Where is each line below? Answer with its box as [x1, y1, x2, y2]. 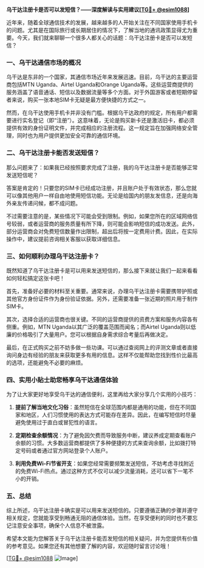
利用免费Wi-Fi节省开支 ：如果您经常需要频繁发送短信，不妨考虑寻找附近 [15, 460, 194, 468]
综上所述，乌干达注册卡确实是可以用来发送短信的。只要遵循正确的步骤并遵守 [6, 507, 198, 514]
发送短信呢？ [6, 171, 38, 178]
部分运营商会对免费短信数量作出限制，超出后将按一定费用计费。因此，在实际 [6, 228, 198, 235]
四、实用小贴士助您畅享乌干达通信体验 [6, 376, 118, 384]
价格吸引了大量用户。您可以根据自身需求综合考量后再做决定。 [16, 331, 171, 338]
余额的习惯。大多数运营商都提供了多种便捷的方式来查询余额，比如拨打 [15, 440, 191, 447]
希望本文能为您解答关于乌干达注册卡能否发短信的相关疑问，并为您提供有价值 [6, 535, 198, 542]
